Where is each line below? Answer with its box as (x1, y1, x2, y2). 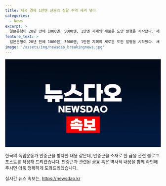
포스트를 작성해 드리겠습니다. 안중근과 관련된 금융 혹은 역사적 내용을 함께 (5, 159, 145, 165)
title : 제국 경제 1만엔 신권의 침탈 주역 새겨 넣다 (5, 8, 96, 13)
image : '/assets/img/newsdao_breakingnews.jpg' (5, 45, 105, 50)
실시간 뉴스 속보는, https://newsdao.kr (5, 176, 81, 182)
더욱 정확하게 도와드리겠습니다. (18, 165, 78, 171)
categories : (5, 13, 30, 18)
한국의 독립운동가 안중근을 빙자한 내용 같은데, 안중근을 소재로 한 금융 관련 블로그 (5, 153, 160, 159)
